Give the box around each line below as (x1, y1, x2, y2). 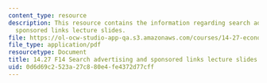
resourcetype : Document (8, 48, 87, 56)
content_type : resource (8, 11, 87, 20)
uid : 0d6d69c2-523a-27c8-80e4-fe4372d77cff (8, 63, 155, 71)
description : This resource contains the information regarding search (8, 19, 250, 27)
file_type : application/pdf (8, 41, 102, 49)
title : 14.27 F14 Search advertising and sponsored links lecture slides (8, 56, 258, 64)
